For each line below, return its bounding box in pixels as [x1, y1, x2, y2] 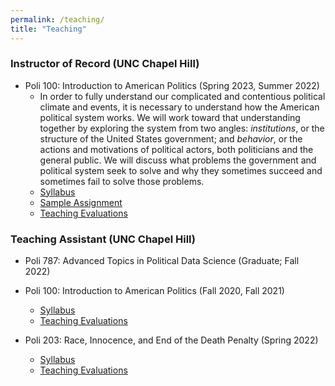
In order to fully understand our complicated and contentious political [39, 90, 326, 102]
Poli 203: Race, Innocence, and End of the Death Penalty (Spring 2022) [24, 334, 319, 346]
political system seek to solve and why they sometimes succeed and [39, 164, 323, 176]
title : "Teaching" [10, 24, 87, 34]
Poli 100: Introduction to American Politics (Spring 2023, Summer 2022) [24, 79, 320, 91]
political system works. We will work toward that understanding [39, 111, 301, 123]
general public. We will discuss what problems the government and [39, 154, 317, 166]
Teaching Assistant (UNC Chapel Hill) [10, 232, 196, 246]
